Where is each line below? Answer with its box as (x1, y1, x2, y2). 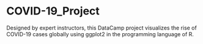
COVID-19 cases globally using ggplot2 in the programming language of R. (6, 30, 194, 37)
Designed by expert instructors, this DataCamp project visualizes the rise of (6, 24, 197, 31)
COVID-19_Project (6, 4, 100, 18)
